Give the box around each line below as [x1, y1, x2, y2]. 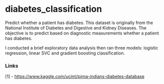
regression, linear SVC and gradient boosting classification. [5, 50, 125, 56]
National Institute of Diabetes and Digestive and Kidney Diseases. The [5, 25, 147, 30]
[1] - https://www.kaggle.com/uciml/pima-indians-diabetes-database [5, 74, 145, 80]
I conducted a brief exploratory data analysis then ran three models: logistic [5, 45, 159, 51]
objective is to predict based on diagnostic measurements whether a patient [5, 30, 159, 36]
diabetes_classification [5, 3, 102, 15]
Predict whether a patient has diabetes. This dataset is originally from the [5, 20, 153, 26]
